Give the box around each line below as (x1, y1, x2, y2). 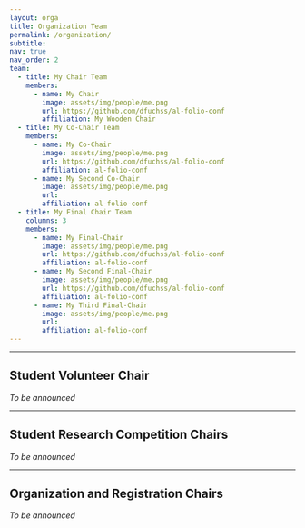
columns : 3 (25, 215, 67, 225)
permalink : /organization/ (9, 30, 112, 39)
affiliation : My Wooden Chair (42, 115, 156, 124)
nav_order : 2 (9, 55, 59, 65)
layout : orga (9, 13, 59, 23)
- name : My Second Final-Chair (33, 267, 152, 276)
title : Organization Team (9, 22, 107, 31)
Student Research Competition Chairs (9, 427, 229, 443)
